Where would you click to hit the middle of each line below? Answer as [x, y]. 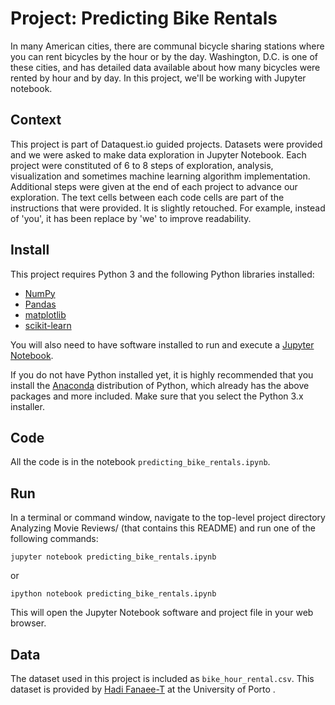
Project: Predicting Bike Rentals [144, 18]
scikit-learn [48, 325]
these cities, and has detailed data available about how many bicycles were [165, 67]
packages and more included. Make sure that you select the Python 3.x [157, 396]
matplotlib [45, 314]
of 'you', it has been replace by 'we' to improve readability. [131, 218]
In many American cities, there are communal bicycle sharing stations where [167, 46]
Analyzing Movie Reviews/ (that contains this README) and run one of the [163, 528]
